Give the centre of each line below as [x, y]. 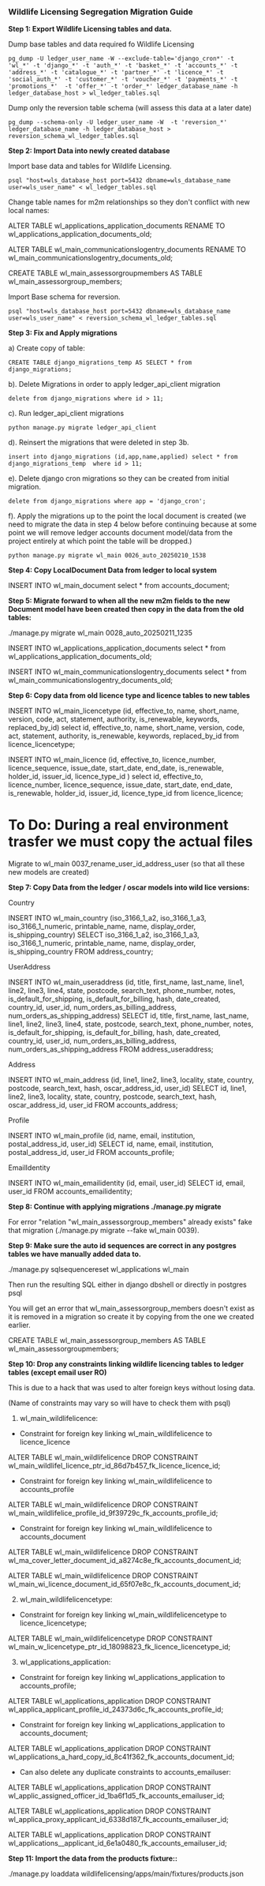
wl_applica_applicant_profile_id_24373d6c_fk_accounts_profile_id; [116, 1710]
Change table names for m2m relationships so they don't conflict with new [129, 202]
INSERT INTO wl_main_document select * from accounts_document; [119, 586]
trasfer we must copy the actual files [131, 842]
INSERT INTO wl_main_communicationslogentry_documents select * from [127, 672]
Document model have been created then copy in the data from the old [126, 609]
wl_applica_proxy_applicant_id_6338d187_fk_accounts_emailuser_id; [118, 1820]
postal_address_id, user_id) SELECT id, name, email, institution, [111, 1144]
